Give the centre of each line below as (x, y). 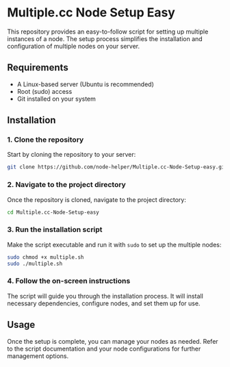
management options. (38, 356)
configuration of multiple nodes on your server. (74, 46)
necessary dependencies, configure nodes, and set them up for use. (104, 303)
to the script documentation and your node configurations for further (104, 349)
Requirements (38, 67)
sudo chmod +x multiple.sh (46, 257)
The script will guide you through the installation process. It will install (105, 296)
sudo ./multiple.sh (35, 264)
